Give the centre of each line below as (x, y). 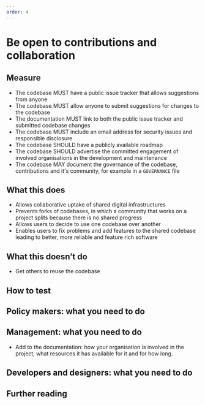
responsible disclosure (44, 138)
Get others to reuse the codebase (58, 271)
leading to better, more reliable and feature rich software (86, 237)
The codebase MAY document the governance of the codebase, (96, 164)
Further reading (37, 394)
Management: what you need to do (74, 332)
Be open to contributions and (82, 42)
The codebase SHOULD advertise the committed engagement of (97, 151)
